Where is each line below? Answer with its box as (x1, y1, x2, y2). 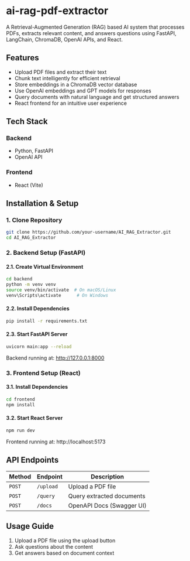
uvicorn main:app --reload (6, 344, 72, 350)
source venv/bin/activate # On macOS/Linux (6, 287, 116, 293)
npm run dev (6, 427, 35, 434)
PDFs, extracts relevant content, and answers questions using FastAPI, (6, 29, 177, 36)
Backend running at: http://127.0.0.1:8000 (6, 354, 105, 361)
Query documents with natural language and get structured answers (14, 93, 179, 100)
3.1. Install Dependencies (6, 384, 68, 391)
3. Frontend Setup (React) (6, 369, 81, 377)
